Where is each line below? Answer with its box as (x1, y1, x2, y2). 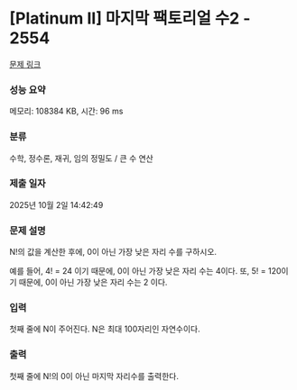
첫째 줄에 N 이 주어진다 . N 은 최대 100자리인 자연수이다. (9, 323, 200, 334)
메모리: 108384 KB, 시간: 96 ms (9, 105, 124, 117)
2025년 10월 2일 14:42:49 (9, 199, 104, 210)
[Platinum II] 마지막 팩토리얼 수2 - (9, 8, 251, 29)
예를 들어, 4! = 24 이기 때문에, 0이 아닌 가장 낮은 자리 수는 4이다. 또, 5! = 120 (9, 266, 282, 277)
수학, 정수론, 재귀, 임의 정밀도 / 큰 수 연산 (9, 152, 153, 163)
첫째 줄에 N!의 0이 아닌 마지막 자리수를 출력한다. (9, 370, 179, 381)
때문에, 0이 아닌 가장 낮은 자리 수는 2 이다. (18, 277, 168, 288)
